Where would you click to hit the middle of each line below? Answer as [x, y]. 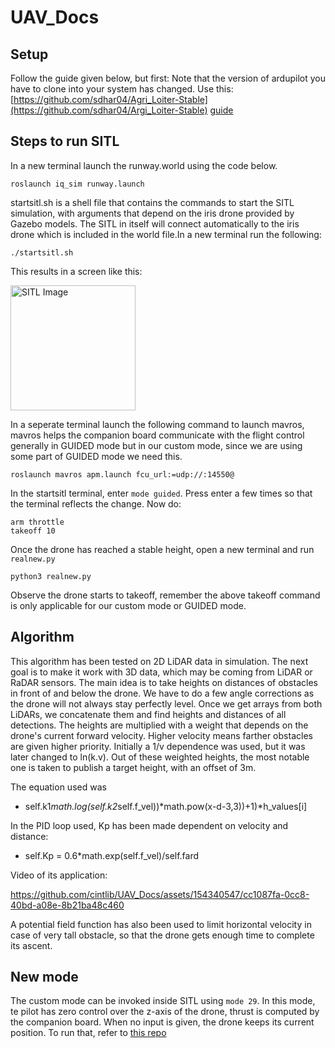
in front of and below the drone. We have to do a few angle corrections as [162, 693]
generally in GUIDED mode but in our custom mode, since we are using [156, 445]
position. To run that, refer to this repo [88, 1033]
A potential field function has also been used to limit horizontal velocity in [161, 924]
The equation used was [58, 787]
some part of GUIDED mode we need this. [96, 456]
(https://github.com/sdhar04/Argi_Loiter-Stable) [109, 110]
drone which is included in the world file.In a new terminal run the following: [166, 234]
